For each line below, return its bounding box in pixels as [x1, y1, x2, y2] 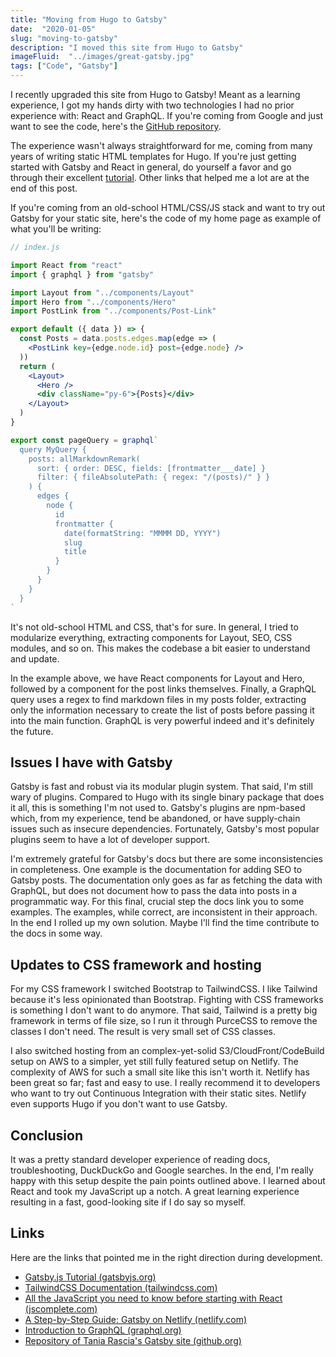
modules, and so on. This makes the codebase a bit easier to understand [10, 642, 311, 654]
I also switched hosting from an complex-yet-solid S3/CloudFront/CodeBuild [10, 1045, 325, 1057]
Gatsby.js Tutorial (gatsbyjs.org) [24, 1271, 157, 1283]
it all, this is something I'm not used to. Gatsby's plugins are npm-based [10, 802, 306, 814]
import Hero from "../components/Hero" [10, 297, 177, 307]
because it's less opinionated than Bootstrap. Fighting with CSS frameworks [10, 994, 324, 1006]
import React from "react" [10, 260, 123, 270]
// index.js [10, 242, 60, 252]
